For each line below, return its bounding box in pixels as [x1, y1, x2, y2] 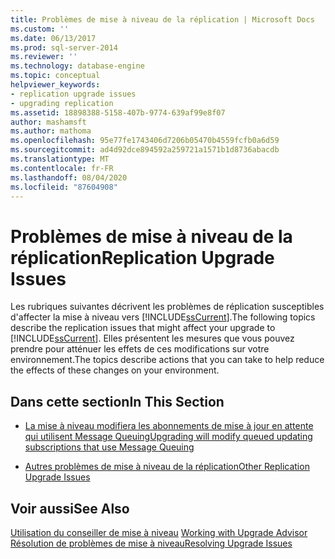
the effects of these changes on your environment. [10, 364, 220, 376]
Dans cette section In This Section [10, 393, 225, 410]
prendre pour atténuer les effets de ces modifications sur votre [10, 343, 270, 355]
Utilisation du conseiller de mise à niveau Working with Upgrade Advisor [10, 526, 308, 538]
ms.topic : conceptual [10, 71, 101, 81]
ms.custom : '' [10, 24, 70, 34]
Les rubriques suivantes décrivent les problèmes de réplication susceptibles [10, 301, 325, 313]
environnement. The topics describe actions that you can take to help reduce [10, 354, 325, 366]
